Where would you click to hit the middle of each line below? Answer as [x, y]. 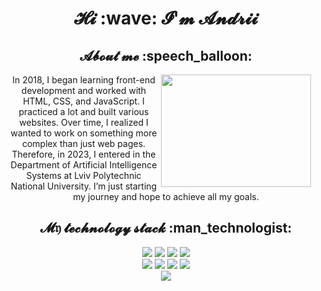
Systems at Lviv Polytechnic [84, 175]
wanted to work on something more [84, 133]
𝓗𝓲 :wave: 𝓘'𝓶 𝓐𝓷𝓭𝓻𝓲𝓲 [166, 18]
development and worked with [84, 90]
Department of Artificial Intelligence [84, 165]
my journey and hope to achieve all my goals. [166, 196]
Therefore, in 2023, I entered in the [83, 154]
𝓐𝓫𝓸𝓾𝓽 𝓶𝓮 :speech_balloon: [166, 55]
